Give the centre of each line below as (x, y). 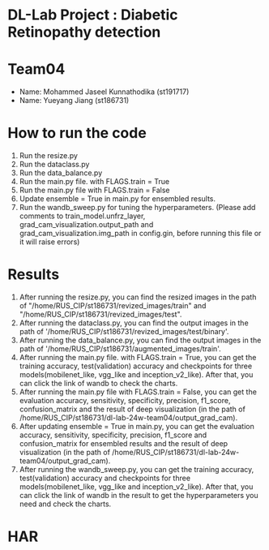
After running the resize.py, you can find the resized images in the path (138, 297)
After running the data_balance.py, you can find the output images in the (140, 340)
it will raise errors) (49, 242)
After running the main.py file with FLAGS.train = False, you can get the (138, 392)
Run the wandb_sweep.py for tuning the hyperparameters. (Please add (137, 208)
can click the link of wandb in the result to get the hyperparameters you (139, 495)
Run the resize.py (49, 156)
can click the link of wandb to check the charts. (98, 383)
